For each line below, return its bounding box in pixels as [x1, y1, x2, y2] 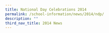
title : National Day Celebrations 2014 [5, 7, 87, 12]
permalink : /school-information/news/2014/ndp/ [5, 12, 105, 16]
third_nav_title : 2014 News [5, 20, 63, 26]
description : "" [5, 16, 38, 21]
